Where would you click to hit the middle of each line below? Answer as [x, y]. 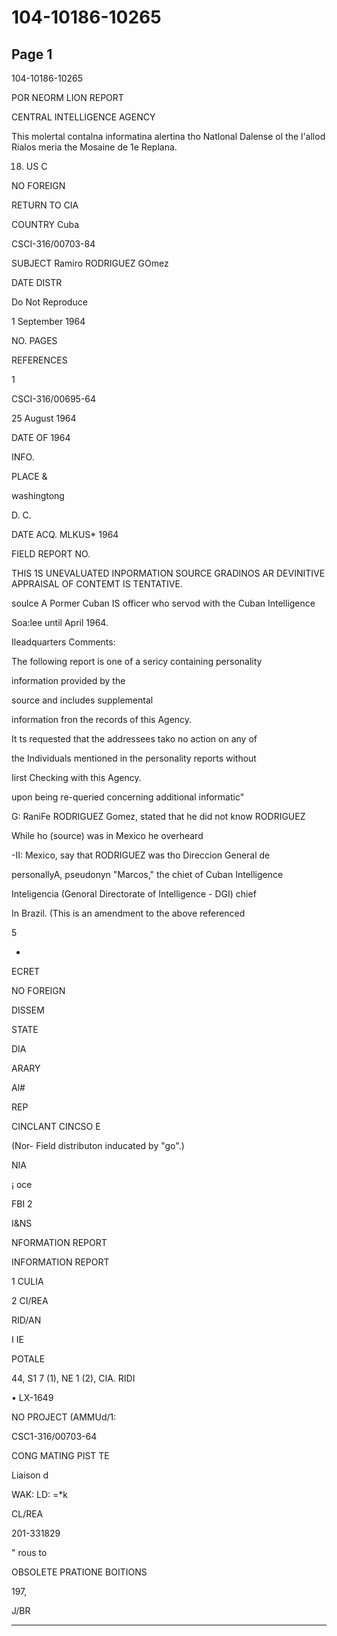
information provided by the [68, 680]
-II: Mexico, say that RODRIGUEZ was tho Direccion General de [141, 855]
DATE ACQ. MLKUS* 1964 [65, 534]
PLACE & [29, 476]
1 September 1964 [48, 321]
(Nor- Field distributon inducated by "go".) [98, 1145]
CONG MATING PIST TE [60, 1455]
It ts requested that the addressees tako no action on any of [134, 739]
